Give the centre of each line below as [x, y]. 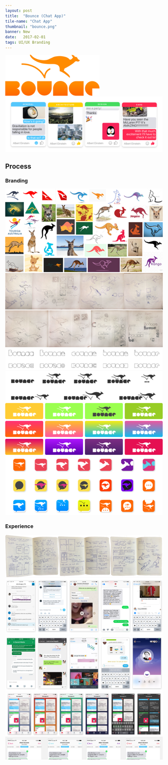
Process [18, 166]
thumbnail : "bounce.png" [31, 27]
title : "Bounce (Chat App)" [35, 16]
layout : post [19, 11]
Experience [19, 526]
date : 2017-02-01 [25, 37]
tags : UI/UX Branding [28, 43]
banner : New [17, 32]
